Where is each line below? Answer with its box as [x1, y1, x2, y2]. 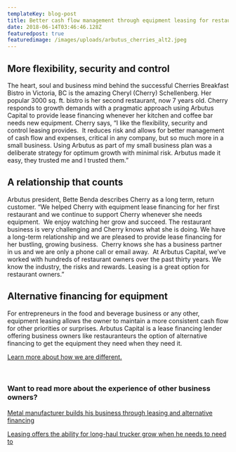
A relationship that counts [7, 177, 124, 189]
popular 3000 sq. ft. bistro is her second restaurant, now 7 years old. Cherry [7, 96, 228, 104]
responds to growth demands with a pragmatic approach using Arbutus [7, 103, 214, 112]
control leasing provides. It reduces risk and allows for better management [7, 126, 225, 134]
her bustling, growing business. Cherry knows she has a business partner [7, 240, 223, 249]
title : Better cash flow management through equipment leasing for [7, 17, 209, 24]
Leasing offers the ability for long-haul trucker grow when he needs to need [7, 429, 227, 438]
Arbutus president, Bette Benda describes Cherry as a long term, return [7, 195, 214, 203]
